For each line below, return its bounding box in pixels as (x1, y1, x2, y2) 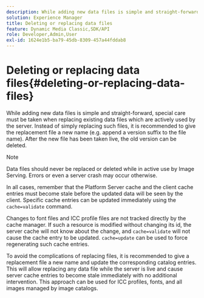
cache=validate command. (6, 203, 73, 210)
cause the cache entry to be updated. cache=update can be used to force (6, 234, 188, 241)
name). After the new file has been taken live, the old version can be (6, 135, 177, 142)
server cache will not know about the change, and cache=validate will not (6, 227, 190, 235)
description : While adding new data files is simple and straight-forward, (6, 9, 202, 15)
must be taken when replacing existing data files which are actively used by (6, 116, 195, 123)
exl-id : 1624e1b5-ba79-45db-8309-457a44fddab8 (6, 37, 126, 43)
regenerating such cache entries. (6, 240, 89, 248)
